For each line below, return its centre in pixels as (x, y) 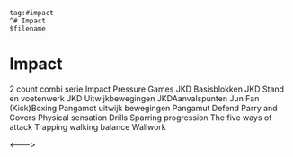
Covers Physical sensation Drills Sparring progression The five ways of (141, 118)
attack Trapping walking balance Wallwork (88, 126)
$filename (28, 29)
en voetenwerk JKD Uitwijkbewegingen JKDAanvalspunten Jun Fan (134, 98)
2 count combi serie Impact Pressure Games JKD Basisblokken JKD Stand (147, 89)
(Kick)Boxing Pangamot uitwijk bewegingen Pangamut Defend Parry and (143, 108)
